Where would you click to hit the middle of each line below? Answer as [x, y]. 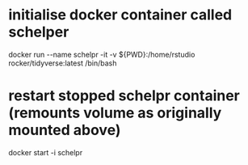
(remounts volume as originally [115, 113]
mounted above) [65, 130]
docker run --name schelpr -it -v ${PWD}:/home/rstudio [102, 54]
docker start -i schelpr [46, 152]
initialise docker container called [120, 15]
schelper [39, 32]
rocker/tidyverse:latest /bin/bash [63, 63]
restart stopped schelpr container [124, 96]
